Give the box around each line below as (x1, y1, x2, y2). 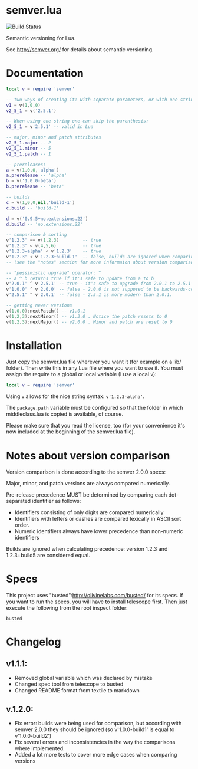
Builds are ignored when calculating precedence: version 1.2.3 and (6, 545, 168, 553)
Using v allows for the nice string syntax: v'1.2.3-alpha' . (6, 393, 145, 400)
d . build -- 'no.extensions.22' (6, 221, 83, 227)
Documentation (6, 67, 84, 80)
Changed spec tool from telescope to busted (14, 681, 124, 688)
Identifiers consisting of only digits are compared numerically (14, 509, 164, 516)
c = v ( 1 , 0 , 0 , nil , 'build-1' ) (6, 199, 75, 205)
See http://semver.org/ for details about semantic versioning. (6, 45, 154, 53)
